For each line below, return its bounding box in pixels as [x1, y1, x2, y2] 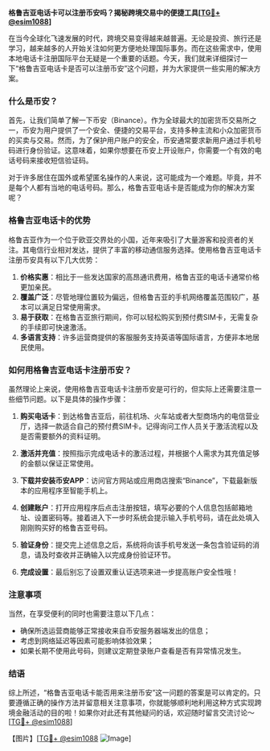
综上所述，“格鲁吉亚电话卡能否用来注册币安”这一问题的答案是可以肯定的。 [8, 687, 255, 698]
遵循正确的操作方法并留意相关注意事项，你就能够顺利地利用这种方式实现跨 [14, 698, 262, 708]
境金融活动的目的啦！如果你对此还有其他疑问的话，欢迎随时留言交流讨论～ [8, 708, 255, 718]
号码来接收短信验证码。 [14, 156, 93, 166]
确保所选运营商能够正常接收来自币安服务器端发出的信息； [19, 626, 211, 636]
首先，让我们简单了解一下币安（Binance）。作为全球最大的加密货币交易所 [8, 116, 251, 125]
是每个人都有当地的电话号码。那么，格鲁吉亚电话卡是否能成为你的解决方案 [8, 183, 255, 192]
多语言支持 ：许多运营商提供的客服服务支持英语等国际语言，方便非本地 [19, 332, 253, 342]
